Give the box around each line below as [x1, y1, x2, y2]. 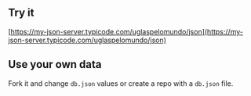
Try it [8, 6, 35, 20]
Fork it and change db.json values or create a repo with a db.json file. [8, 78, 234, 88]
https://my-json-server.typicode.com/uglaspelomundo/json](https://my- [10, 27, 243, 36]
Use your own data [8, 58, 102, 71]
